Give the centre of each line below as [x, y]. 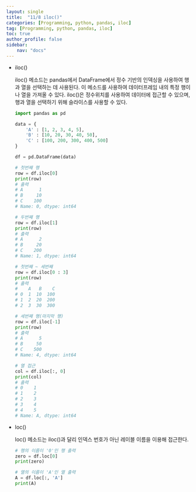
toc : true [18, 34]
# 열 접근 [25, 366]
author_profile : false [34, 39]
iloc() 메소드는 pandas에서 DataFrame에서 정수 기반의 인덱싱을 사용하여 [99, 80]
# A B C [35, 289]
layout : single [25, 12]
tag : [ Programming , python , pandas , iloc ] [59, 28]
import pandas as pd [40, 113]
